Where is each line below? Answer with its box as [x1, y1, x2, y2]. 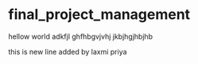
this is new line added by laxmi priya [8, 47, 127, 56]
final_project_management [8, 6, 191, 24]
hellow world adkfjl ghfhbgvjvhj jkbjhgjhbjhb [8, 32, 153, 41]
